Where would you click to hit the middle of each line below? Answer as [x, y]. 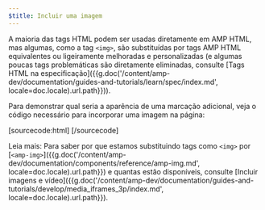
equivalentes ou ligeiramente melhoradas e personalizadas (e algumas [125, 56]
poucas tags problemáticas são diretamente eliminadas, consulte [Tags [126, 65]
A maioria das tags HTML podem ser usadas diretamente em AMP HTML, [130, 39]
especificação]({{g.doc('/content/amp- [106, 73]
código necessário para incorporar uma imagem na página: [107, 115]
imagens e [26, 180]
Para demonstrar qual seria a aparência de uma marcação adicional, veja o [132, 106]
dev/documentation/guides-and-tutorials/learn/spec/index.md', [114, 82]
